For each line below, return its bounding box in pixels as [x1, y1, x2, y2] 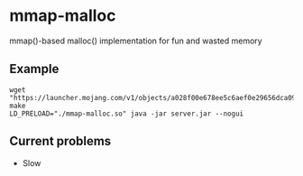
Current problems [9, 134, 112, 149]
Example [9, 61, 60, 77]
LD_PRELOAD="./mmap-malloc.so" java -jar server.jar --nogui [9, 109, 244, 118]
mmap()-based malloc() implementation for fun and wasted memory [9, 35, 263, 46]
